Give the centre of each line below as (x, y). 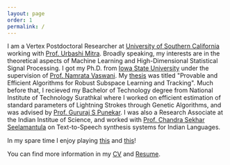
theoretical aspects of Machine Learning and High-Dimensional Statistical (113, 61)
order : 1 (20, 20)
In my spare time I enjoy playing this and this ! (72, 141)
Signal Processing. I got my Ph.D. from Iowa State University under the (108, 68)
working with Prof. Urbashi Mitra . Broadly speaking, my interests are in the (114, 53)
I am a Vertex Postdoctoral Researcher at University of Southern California (114, 46)
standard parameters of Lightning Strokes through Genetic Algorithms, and (114, 105)
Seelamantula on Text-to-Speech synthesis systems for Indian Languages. (114, 127)
